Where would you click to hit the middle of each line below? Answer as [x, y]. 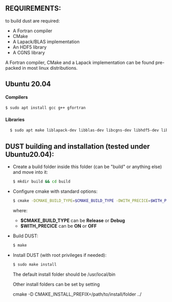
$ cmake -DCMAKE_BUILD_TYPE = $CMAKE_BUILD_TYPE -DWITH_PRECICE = [82, 201]
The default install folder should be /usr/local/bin [64, 274]
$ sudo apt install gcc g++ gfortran [46, 108]
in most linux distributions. [50, 68]
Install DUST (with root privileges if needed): [59, 255]
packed [13, 68]
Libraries [15, 119]
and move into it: [30, 172]
